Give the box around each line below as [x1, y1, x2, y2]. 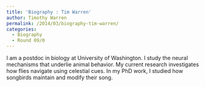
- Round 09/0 [12, 37, 45, 43]
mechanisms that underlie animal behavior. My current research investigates [6, 61, 199, 68]
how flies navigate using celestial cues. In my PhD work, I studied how [6, 67, 184, 74]
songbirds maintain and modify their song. [6, 74, 113, 81]
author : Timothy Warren [6, 15, 67, 21]
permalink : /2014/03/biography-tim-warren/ [6, 20, 119, 26]
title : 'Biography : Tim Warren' [6, 9, 92, 15]
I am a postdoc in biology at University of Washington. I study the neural [6, 55, 188, 61]
